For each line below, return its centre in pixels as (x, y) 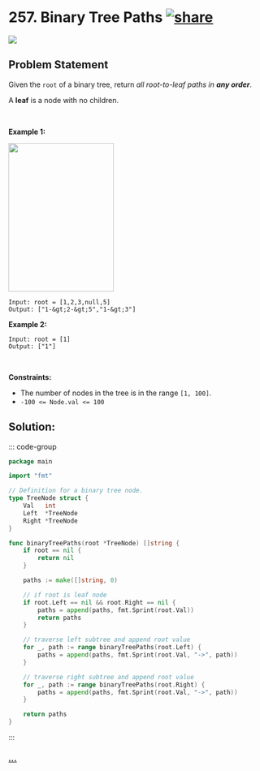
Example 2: (28, 324)
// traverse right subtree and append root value (109, 677)
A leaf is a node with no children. (64, 100)
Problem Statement (58, 65)
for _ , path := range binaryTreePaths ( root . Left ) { (112, 648)
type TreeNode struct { (49, 498)
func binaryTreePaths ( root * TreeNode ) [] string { (94, 543)
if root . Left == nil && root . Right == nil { (100, 602)
